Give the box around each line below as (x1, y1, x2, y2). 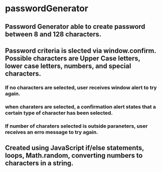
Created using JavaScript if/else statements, (5, 144, 144, 152)
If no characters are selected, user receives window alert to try (5, 84, 157, 91)
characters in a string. (5, 159, 74, 168)
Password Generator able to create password (5, 22, 145, 31)
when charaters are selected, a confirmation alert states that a (5, 103, 156, 110)
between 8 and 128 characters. (5, 30, 101, 38)
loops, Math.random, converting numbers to (5, 151, 143, 160)
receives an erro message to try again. (5, 129, 99, 135)
